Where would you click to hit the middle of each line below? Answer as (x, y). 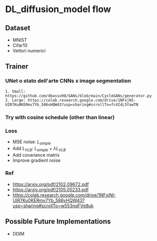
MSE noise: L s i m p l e (32, 142)
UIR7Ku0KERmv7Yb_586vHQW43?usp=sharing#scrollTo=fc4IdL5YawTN (72, 104)
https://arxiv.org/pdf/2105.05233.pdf (51, 190)
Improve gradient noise (36, 160)
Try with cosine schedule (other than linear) (60, 117)
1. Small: (16, 91)
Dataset (18, 28)
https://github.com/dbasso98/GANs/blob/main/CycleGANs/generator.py (78, 96)
